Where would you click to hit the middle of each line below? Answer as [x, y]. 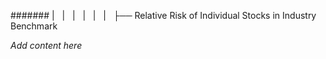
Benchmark [34, 26]
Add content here [46, 45]
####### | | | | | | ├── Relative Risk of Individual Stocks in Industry [163, 15]
